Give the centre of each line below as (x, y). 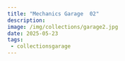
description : (26, 20)
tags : (15, 40)
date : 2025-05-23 (33, 33)
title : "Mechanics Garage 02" (53, 14)
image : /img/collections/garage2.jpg (63, 27)
